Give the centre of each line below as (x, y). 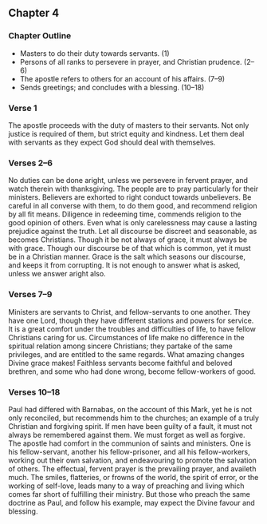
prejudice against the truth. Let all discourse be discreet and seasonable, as (133, 232)
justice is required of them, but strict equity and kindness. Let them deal (126, 133)
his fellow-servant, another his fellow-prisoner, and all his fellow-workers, (130, 451)
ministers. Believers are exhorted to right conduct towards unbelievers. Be (130, 197)
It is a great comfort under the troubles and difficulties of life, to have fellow (132, 329)
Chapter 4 (34, 13)
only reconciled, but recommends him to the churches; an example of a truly (133, 418)
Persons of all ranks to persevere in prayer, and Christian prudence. (131, 62)
